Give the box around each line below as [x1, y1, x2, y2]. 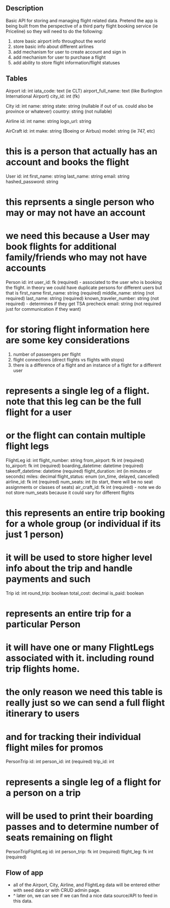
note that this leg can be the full [6, 396, 141, 407]
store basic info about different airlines [13, 43, 94, 50]
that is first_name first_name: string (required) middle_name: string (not [6, 290, 154, 296]
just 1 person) [6, 528, 64, 540]
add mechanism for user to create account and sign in [13, 49, 126, 55]
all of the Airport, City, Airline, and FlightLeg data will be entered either [13, 882, 160, 888]
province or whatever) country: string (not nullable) [6, 108, 112, 114]
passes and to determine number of [6, 821, 159, 832]
